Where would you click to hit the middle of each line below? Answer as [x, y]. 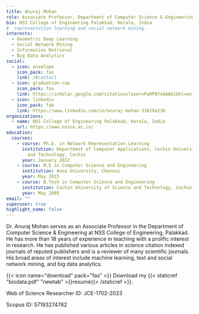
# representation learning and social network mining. [76, 28]
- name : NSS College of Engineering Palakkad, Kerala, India [89, 122]
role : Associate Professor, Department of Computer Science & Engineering [100, 17]
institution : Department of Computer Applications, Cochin [96, 149]
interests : [20, 34]
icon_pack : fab [36, 105]
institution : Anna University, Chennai [71, 171]
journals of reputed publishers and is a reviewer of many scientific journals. [98, 251]
